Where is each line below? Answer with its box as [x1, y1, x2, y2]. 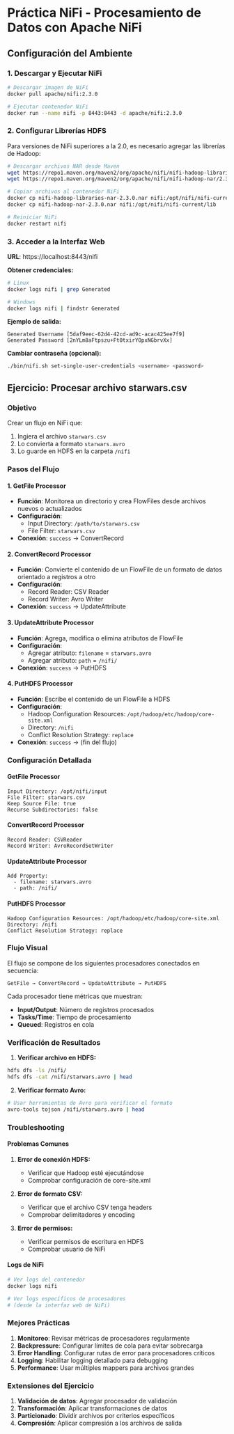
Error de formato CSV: [17, 1189, 83, 1198]
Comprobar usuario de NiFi [27, 1245, 106, 1253]
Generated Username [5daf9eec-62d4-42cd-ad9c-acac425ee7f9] [7, 331, 186, 338]
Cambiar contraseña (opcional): [7, 349, 102, 358]
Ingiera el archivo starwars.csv [17, 432, 107, 441]
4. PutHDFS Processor [7, 679, 73, 688]
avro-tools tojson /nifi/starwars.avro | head [7, 1105, 145, 1113]
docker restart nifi [7, 220, 68, 227]
